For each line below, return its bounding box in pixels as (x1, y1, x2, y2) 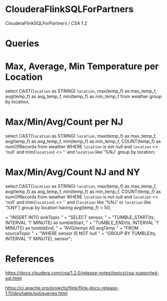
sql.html (5, 275, 22, 281)
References (5, 253, 54, 265)
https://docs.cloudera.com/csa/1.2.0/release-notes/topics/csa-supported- (5, 270, 159, 276)
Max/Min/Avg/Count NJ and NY (5, 167, 140, 178)
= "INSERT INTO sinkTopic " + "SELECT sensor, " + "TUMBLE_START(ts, (5, 214, 155, 220)
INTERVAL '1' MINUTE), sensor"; (5, 235, 72, 242)
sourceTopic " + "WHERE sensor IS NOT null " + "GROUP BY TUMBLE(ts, (5, 230, 156, 236)
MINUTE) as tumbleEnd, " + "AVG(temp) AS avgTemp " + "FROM (5, 225, 139, 231)
